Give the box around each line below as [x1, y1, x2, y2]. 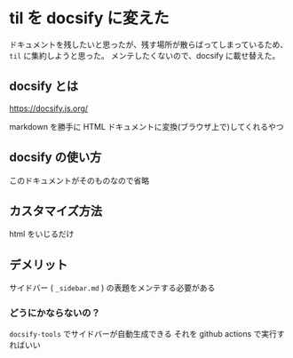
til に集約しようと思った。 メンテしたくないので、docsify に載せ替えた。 [9, 50, 281, 60]
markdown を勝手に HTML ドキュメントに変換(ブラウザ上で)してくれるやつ [9, 121, 284, 131]
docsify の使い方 [9, 150, 102, 165]
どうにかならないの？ [9, 307, 100, 320]
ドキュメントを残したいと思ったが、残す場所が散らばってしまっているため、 [9, 39, 289, 50]
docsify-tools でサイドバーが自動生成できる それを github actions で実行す [9, 329, 286, 339]
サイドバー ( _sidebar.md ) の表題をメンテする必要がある [9, 282, 216, 293]
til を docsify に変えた [9, 8, 170, 28]
